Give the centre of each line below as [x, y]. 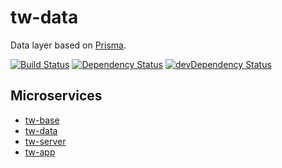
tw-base [42, 120]
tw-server [45, 141]
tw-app [40, 152]
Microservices [56, 96]
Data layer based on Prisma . [68, 45]
